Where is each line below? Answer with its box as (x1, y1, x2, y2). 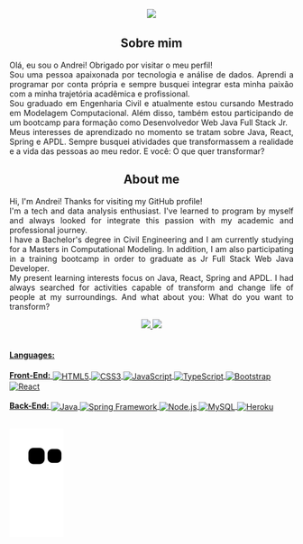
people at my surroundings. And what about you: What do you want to (9, 291, 294, 302)
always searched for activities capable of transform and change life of (9, 282, 294, 293)
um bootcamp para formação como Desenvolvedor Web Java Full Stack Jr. (9, 117, 289, 128)
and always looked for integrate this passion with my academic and (9, 214, 294, 225)
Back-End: (9, 401, 50, 412)
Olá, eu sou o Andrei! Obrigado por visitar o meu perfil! (9, 59, 214, 70)
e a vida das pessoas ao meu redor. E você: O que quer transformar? (9, 145, 265, 157)
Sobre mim (120, 36, 183, 51)
